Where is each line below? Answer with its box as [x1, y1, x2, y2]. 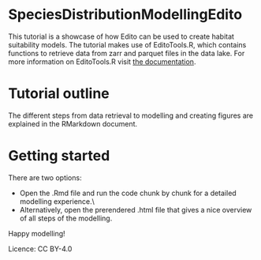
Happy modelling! [8, 228, 65, 238]
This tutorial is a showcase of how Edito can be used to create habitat [8, 32, 235, 41]
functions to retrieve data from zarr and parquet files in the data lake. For [8, 48, 245, 58]
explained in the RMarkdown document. [8, 119, 138, 128]
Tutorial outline [8, 85, 110, 103]
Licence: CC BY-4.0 [8, 243, 73, 254]
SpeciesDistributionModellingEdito [8, 6, 243, 24]
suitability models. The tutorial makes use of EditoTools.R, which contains [8, 40, 247, 49]
